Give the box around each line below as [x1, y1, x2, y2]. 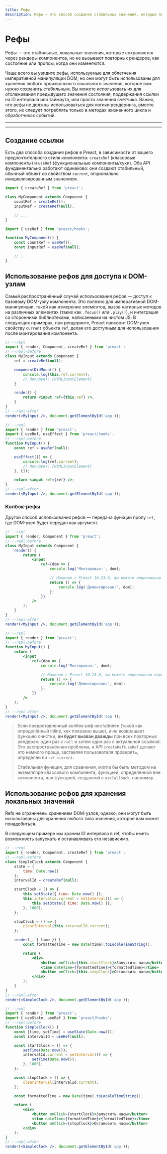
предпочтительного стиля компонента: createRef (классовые [5, 155, 136, 161]
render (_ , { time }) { [14, 937, 61, 942]
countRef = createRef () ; [14, 199, 66, 204]
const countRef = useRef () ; [14, 240, 72, 245]
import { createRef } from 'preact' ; [5, 185, 83, 191]
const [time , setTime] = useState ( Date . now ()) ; [14, 1029, 114, 1034]
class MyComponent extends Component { [5, 195, 88, 200]
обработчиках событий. [5, 113, 56, 119]
